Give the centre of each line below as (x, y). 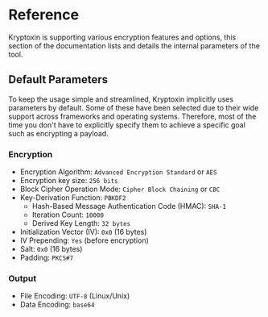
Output (23, 278)
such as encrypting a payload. (58, 133)
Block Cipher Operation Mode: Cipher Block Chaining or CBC (120, 189)
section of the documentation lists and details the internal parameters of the (134, 45)
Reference (43, 15)
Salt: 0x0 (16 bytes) (51, 249)
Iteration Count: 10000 (68, 215)
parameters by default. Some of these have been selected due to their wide (134, 107)
